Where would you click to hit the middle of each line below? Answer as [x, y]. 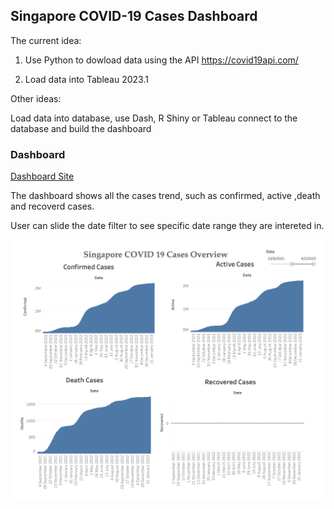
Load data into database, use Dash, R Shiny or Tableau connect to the [154, 118]
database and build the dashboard [81, 128]
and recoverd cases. [52, 206]
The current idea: [46, 40]
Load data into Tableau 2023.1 [86, 79]
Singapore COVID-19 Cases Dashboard [134, 16]
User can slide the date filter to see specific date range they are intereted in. [167, 226]
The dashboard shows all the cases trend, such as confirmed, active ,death [165, 196]
